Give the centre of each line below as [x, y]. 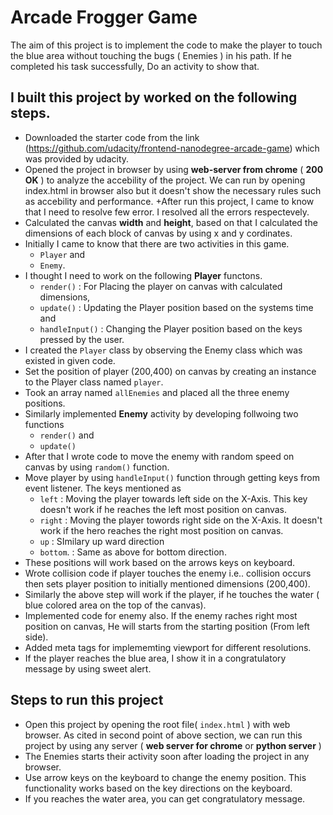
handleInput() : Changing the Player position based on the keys [171, 328]
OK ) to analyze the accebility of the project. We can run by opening [165, 180]
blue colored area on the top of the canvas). [115, 605]
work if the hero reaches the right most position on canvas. [161, 530]
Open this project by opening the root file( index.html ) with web [157, 724]
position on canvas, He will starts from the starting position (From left [167, 626]
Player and [62, 254]
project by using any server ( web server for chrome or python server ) [173, 745]
